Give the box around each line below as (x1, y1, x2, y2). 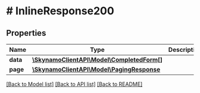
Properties (6, 28, 46, 38)
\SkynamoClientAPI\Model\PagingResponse (32, 66, 161, 73)
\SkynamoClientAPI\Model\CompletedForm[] (32, 55, 162, 64)
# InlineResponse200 (6, 4, 114, 18)
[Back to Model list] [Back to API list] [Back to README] (6, 80, 143, 88)
